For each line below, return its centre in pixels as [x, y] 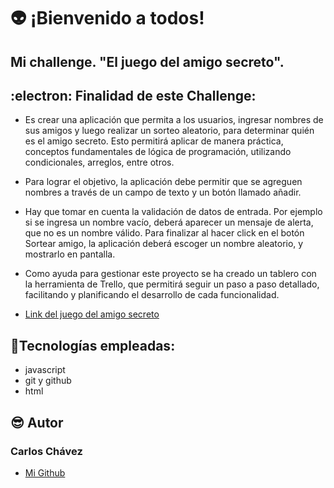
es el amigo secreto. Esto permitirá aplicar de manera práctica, [154, 141]
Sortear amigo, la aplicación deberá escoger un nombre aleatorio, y [164, 244]
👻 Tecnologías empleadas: [93, 345]
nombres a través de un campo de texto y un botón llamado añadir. [163, 192]
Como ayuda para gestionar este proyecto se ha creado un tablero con [170, 274]
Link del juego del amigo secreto [92, 314]
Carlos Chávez [46, 451]
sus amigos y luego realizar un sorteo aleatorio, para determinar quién [169, 131]
